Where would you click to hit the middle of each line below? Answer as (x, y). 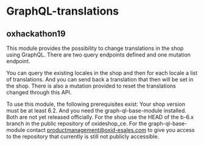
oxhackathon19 (36, 34)
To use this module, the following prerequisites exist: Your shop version (96, 104)
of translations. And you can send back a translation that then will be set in (100, 79)
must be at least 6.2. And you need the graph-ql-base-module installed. (97, 110)
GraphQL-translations (63, 11)
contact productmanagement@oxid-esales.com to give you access (111, 130)
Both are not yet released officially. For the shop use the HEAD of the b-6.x (100, 117)
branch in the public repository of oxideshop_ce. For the (77, 123)
